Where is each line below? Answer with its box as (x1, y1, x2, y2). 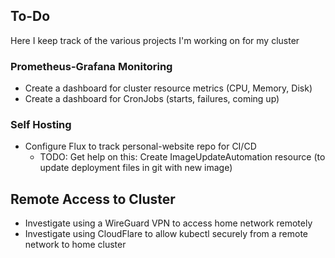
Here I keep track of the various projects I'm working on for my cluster (10, 34, 300, 46)
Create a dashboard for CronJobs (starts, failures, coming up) (24, 93, 280, 105)
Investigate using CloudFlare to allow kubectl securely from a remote (24, 228, 309, 240)
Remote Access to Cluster (10, 190, 176, 208)
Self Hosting (10, 118, 72, 132)
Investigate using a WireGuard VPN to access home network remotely (24, 217, 313, 229)
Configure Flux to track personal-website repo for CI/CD (24, 140, 257, 153)
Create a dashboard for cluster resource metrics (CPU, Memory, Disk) (24, 82, 313, 94)
